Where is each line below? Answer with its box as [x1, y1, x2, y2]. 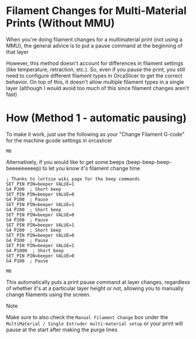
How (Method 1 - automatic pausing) [6, 111, 187, 125]
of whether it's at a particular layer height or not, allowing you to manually [6, 285, 184, 292]
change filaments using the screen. [6, 291, 91, 298]
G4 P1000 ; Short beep [6, 248, 64, 254]
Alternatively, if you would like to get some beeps [6, 158, 125, 165]
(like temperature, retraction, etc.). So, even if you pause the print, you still [6, 66, 185, 73]
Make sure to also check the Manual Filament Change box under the [6, 313, 169, 320]
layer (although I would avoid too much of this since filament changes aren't [6, 84, 189, 91]
